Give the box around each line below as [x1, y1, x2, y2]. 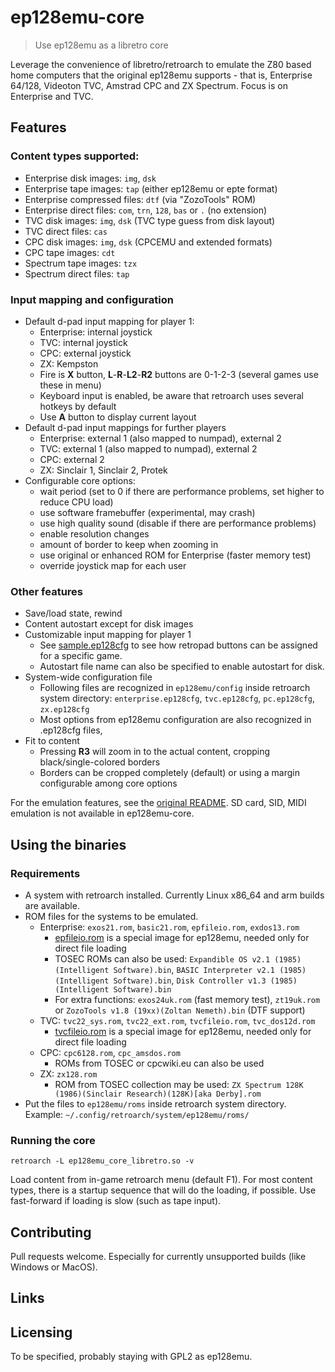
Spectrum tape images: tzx [24, 257, 138, 269]
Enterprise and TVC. [10, 90, 94, 102]
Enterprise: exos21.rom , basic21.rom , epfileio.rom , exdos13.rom [39, 921, 300, 933]
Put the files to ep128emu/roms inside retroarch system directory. [24, 1097, 287, 1110]
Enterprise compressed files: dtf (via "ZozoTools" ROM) [24, 193, 257, 205]
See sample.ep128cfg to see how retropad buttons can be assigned [39, 639, 318, 651]
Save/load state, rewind [24, 607, 123, 620]
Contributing [10, 1224, 92, 1241]
